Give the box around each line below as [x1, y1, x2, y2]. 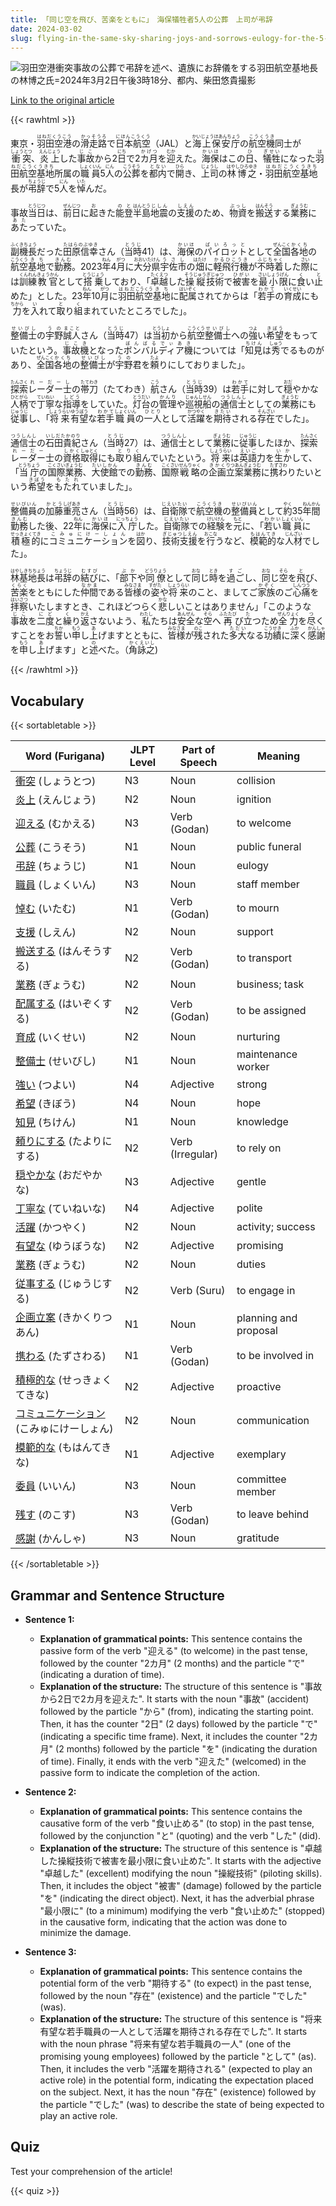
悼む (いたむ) [15, 902, 77, 916]
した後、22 [28, 520, 75, 532]
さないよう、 [89, 615, 142, 627]
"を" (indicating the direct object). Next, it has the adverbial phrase [39, 1892, 315, 1904]
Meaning [256, 749, 301, 763]
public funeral [236, 840, 302, 854]
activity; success [236, 1220, 316, 1234]
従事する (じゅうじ [15, 1277, 103, 1291]
